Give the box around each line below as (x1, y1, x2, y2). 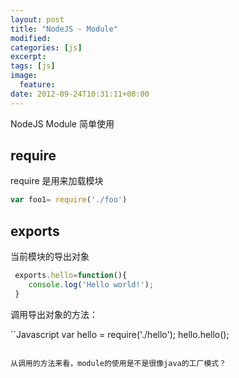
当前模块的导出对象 (10, 251, 90, 263)
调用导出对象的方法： (10, 308, 98, 320)
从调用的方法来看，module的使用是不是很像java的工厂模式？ (10, 358, 227, 368)
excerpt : (10, 52, 47, 62)
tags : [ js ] (10, 61, 56, 71)
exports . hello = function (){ (14, 271, 128, 281)
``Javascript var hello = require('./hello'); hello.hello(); (10, 328, 230, 340)
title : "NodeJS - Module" (10, 24, 118, 34)
